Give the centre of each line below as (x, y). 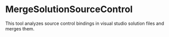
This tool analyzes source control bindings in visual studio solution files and (85, 23)
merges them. (20, 28)
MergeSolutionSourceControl (69, 9)
